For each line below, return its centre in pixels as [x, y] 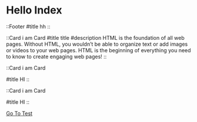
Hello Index [34, 10]
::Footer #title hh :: [28, 26]
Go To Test [19, 113]
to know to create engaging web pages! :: [56, 56]
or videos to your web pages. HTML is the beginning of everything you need [98, 50]
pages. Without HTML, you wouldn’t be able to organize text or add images [97, 44]
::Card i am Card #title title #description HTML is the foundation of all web [95, 38]
